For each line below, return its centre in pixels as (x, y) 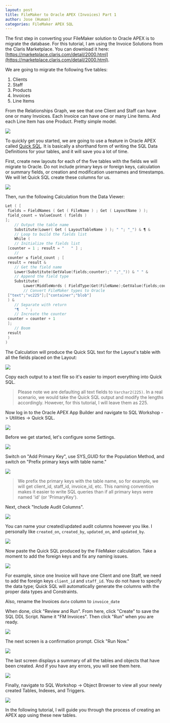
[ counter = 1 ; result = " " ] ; (45, 248)
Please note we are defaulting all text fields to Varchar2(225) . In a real (90, 392)
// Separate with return (40, 305)
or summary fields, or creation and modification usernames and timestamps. (85, 172)
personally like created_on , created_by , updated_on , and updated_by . (75, 531)
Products (22, 90)
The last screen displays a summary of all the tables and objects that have (82, 660)
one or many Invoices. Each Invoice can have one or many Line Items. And (83, 116)
